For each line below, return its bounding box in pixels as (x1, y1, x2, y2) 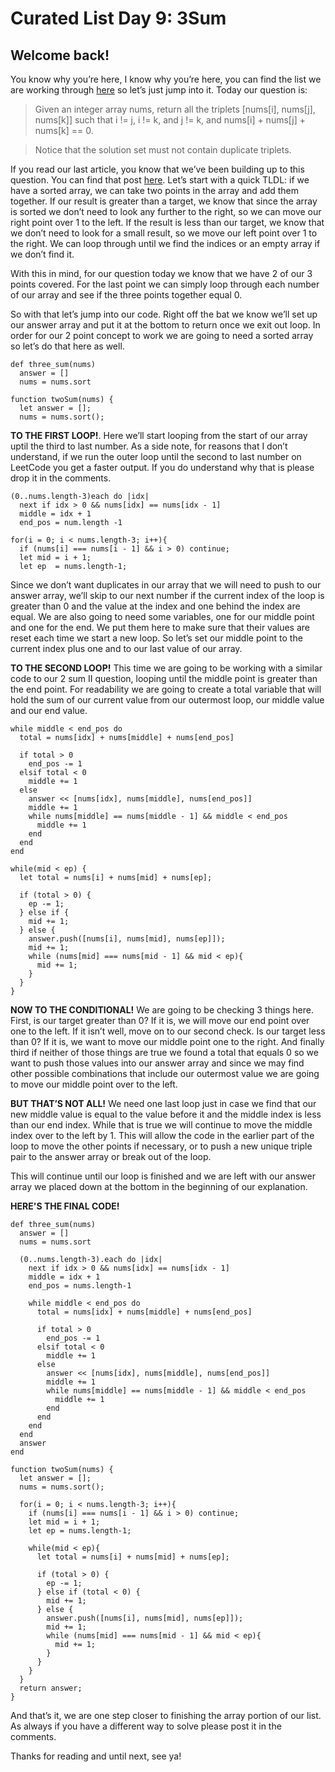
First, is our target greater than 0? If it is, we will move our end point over (10, 1015, 310, 1026)
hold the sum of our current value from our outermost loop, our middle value (10, 694, 325, 706)
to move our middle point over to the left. (10, 1078, 178, 1090)
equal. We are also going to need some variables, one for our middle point (10, 611, 315, 622)
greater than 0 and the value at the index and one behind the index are (10, 600, 301, 612)
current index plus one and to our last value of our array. (10, 643, 243, 654)
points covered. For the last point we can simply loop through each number (10, 278, 320, 290)
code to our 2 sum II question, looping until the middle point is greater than (10, 673, 318, 684)
